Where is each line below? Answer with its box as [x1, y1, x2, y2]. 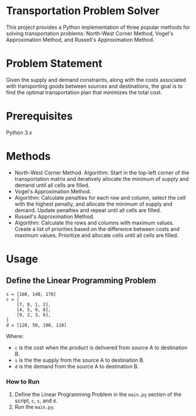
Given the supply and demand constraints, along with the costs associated [6, 76, 187, 83]
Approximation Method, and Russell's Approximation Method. [6, 36, 154, 43]
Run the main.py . [14, 404, 55, 411]
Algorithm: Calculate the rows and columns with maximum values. [14, 219, 174, 226]
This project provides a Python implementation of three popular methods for [6, 24, 190, 31]
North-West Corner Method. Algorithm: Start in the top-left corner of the [14, 169, 190, 176]
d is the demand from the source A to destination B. [14, 362, 139, 369]
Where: [6, 332, 24, 339]
